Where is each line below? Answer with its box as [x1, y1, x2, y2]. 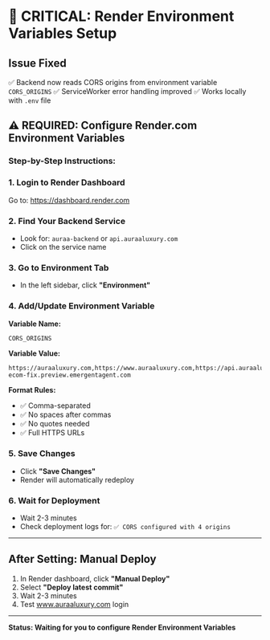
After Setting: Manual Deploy [8, 552, 157, 566]
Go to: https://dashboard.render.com [8, 195, 130, 205]
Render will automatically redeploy [19, 475, 135, 484]
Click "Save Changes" [19, 466, 96, 476]
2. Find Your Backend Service [8, 215, 126, 226]
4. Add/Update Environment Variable [8, 300, 155, 312]
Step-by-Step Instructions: [8, 156, 117, 167]
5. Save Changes [8, 448, 76, 459]
